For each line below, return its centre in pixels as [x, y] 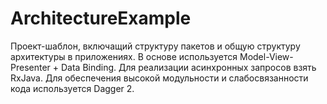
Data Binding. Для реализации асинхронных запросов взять [188, 67]
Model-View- [266, 56]
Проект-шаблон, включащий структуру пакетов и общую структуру [155, 46]
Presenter [30, 67]
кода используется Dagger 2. [72, 88]
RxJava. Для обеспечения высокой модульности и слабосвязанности [159, 78]
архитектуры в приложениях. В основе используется [124, 56]
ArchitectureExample [101, 18]
